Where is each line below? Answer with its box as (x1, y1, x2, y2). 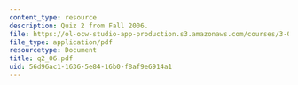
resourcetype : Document (9, 46, 98, 55)
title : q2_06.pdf (9, 54, 74, 63)
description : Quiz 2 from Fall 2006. (9, 21, 149, 30)
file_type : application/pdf (9, 37, 114, 47)
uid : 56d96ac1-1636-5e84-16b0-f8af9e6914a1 (9, 63, 173, 72)
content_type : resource (9, 12, 98, 22)
